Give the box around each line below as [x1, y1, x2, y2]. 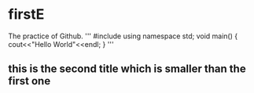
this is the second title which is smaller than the [8, 63, 246, 76]
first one [8, 74, 51, 88]
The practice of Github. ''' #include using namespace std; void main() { [8, 31, 238, 41]
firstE [8, 5, 45, 23]
